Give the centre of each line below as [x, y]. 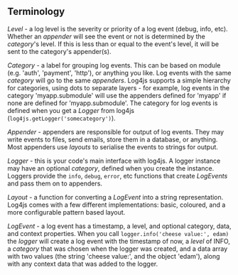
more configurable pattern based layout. [66, 212]
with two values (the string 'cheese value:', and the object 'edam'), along [114, 256]
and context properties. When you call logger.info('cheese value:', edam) [118, 233]
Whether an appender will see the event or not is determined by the [107, 36]
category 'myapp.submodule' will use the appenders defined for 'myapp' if [117, 95]
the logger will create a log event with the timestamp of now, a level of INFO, [119, 241]
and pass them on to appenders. [55, 183]
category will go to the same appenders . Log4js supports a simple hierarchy [119, 80]
